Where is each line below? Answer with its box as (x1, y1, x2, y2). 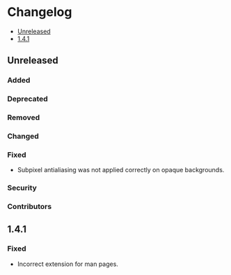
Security (7, 183, 37, 193)
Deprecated (7, 94, 49, 104)
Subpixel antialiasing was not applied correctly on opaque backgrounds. (17, 166, 225, 174)
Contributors (7, 202, 52, 212)
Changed (7, 131, 40, 141)
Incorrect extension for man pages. (17, 260, 118, 268)
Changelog (7, 4, 72, 20)
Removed (7, 112, 40, 122)
